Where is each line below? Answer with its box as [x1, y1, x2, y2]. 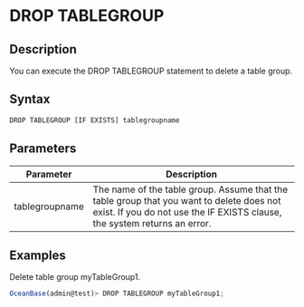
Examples [9, 247, 66, 263]
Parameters [9, 141, 77, 157]
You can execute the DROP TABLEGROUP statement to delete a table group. [9, 65, 293, 76]
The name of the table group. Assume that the [92, 183, 288, 196]
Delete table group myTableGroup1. [9, 272, 141, 283]
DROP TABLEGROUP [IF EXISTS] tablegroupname [9, 115, 180, 125]
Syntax [9, 91, 51, 107]
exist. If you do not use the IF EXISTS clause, [92, 206, 282, 218]
